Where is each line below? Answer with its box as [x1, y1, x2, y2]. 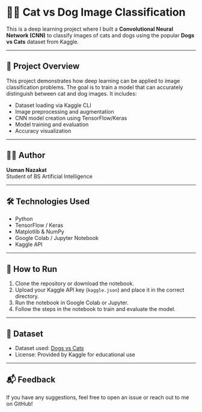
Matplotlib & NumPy [14, 228, 64, 235]
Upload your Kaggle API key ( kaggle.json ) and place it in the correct [14, 286, 185, 294]
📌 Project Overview [6, 61, 80, 72]
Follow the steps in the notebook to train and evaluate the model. [14, 306, 176, 313]
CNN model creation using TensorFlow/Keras [14, 114, 127, 121]
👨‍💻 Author [6, 150, 46, 161]
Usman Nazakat [6, 166, 47, 173]
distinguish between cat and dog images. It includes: [6, 90, 137, 97]
